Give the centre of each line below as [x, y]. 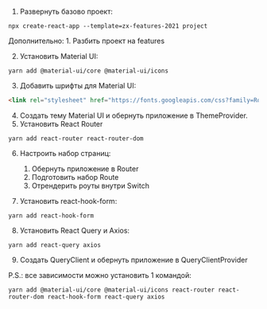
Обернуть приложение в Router [85, 168]
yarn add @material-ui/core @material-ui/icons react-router [112, 290]
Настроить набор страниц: [65, 153]
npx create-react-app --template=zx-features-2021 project [108, 26]
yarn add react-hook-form [51, 215]
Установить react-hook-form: [68, 201]
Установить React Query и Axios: [74, 230]
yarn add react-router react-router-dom [76, 139]
